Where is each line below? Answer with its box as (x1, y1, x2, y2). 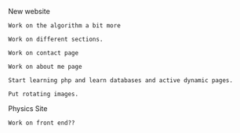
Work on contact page (8, 49, 79, 57)
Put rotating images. (8, 90, 79, 98)
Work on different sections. (8, 35, 104, 43)
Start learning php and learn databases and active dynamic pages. (8, 77, 234, 84)
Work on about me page (8, 63, 82, 70)
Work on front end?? (8, 119, 76, 127)
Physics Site (8, 104, 48, 113)
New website (8, 7, 51, 16)
